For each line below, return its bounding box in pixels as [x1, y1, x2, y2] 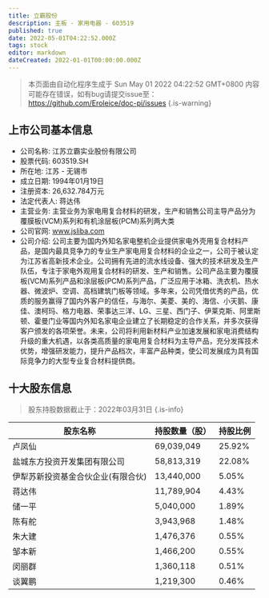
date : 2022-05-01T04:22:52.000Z [8, 34, 116, 42]
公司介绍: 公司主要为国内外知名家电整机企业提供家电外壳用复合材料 [19, 236, 242, 245]
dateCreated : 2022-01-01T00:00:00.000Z [8, 57, 142, 65]
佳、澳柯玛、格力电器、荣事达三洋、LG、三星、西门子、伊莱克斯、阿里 [19, 305, 254, 316]
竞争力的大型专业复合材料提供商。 [26, 356, 140, 365]
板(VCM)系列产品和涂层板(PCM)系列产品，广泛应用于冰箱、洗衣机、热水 [19, 276, 259, 285]
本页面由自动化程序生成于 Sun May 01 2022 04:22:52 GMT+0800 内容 [27, 79, 260, 89]
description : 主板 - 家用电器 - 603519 [8, 19, 134, 27]
